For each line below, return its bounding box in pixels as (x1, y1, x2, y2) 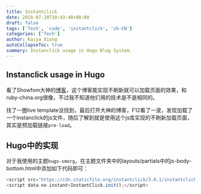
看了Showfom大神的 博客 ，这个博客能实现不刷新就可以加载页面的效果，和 (6, 86, 187, 93)
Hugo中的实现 (6, 140, 59, 150)
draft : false (6, 20, 39, 26)
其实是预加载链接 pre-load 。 (6, 121, 75, 128)
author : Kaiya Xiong (6, 36, 58, 42)
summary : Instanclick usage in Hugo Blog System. (6, 48, 133, 54)
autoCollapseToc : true (6, 42, 63, 48)
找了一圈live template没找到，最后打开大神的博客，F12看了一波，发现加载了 (6, 106, 193, 113)
